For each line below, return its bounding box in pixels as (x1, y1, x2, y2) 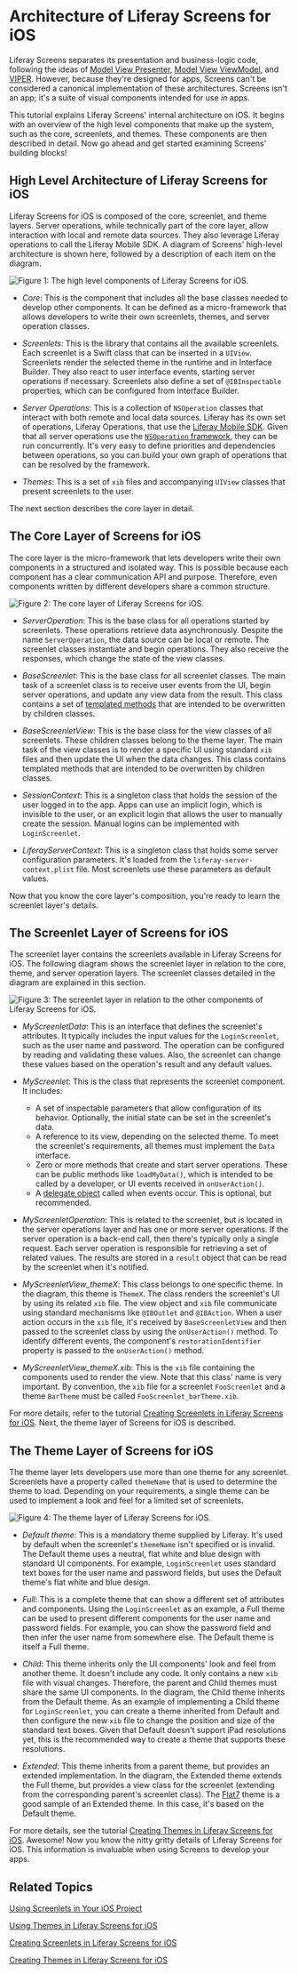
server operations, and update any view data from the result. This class (21, 689, 283, 700)
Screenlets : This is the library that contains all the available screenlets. (21, 338, 279, 349)
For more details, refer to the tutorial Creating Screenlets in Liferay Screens (9, 1408, 284, 1419)
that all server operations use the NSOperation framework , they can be (21, 430, 278, 441)
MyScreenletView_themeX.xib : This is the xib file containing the (21, 1362, 255, 1373)
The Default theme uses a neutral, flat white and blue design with (21, 1549, 261, 1560)
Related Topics (9, 1879, 93, 1895)
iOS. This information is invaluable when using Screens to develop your (9, 1844, 270, 1855)
